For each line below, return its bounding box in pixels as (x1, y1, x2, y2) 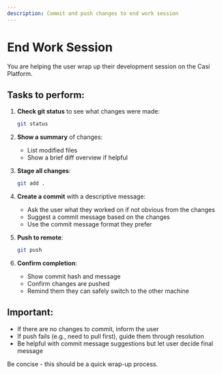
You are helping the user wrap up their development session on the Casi (7, 62, 210, 70)
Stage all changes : (16, 167, 71, 175)
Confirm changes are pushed (27, 280, 110, 287)
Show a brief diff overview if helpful (27, 153, 128, 161)
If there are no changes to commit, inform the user (16, 324, 159, 333)
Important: (7, 307, 53, 318)
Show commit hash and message (27, 272, 121, 281)
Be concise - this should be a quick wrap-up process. (7, 360, 158, 368)
